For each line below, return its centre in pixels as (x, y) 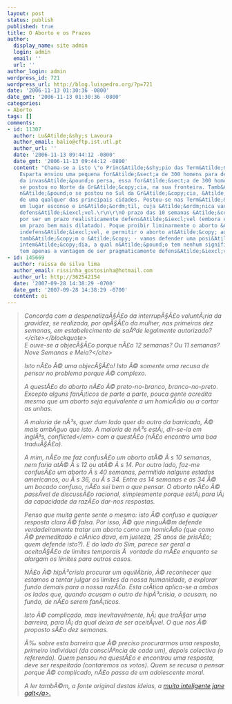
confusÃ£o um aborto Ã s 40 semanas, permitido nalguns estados (119, 472)
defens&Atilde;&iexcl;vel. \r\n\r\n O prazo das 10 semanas (105, 213)
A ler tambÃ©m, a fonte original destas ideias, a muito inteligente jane (124, 686)
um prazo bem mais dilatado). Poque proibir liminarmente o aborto (118, 225)
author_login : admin (37, 71)
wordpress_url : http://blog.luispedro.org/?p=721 (80, 84)
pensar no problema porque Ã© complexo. (85, 373)
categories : (24, 104)
